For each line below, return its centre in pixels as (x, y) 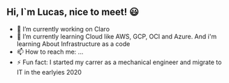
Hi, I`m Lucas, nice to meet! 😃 (73, 12)
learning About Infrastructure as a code (73, 44)
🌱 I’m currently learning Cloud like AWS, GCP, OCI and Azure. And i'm (117, 36)
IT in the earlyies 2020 (49, 72)
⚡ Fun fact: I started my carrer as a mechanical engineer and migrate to (119, 62)
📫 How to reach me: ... (50, 52)
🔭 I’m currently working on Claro (63, 29)
